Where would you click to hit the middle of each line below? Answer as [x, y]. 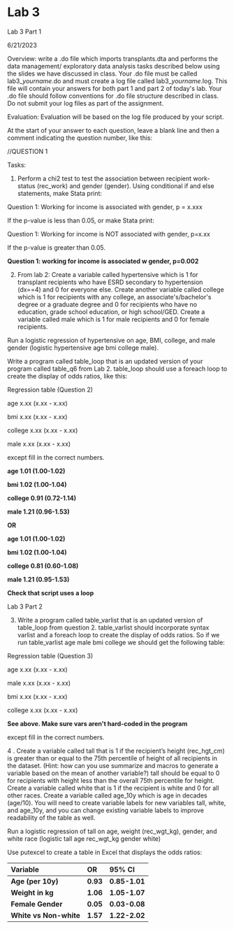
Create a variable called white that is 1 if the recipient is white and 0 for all [113, 788]
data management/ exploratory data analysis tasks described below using [114, 66]
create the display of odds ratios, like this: [67, 376]
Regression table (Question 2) [50, 390]
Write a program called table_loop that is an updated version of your [105, 361]
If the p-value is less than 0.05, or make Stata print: [81, 220]
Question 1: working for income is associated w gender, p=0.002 [103, 261]
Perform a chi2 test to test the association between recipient [104, 178]
